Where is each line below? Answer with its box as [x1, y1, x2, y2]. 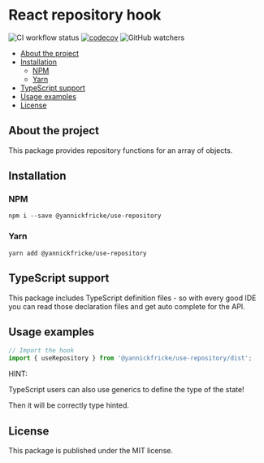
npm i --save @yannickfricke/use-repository [8, 212, 162, 221]
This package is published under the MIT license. [8, 445, 173, 455]
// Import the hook [8, 347, 75, 355]
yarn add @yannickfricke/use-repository [8, 249, 148, 257]
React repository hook [8, 6, 162, 24]
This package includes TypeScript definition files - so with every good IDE [8, 293, 257, 303]
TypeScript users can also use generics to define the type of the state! [8, 385, 245, 395]
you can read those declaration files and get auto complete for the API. [8, 301, 245, 311]
